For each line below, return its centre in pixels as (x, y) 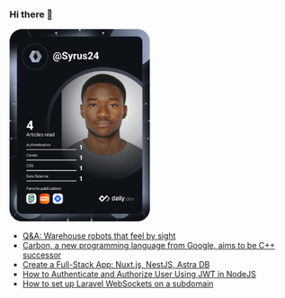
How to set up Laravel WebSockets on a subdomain (118, 284)
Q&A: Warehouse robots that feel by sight (99, 236)
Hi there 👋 (31, 14)
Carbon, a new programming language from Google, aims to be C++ (149, 246)
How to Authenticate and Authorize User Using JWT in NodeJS (139, 275)
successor (42, 255)
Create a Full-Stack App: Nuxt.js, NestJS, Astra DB (116, 265)
